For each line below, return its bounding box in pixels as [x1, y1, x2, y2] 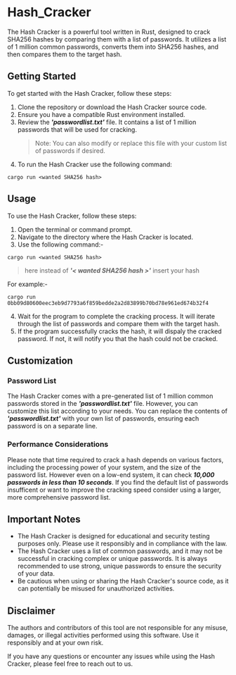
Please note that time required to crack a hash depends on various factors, [7, 455, 224, 464]
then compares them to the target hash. [7, 50, 122, 58]
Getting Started [7, 70, 77, 82]
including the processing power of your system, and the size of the [7, 463, 202, 471]
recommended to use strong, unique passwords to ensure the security [17, 562, 222, 571]
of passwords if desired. [34, 146, 105, 155]
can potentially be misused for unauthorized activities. [17, 584, 175, 593]
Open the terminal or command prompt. [17, 225, 133, 233]
